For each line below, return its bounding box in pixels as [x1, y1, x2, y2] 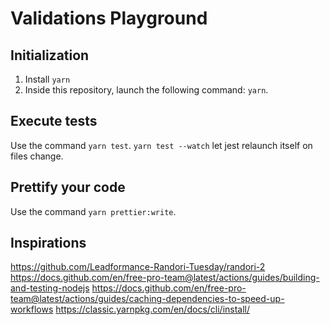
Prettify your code [10, 179, 126, 196]
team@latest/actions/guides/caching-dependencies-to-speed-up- [10, 293, 285, 305]
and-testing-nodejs [10, 282, 90, 294]
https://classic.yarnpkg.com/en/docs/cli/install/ [55, 303, 251, 316]
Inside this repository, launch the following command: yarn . [24, 84, 269, 96]
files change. [10, 150, 64, 162]
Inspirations [10, 235, 87, 252]
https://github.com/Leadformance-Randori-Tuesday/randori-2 [10, 261, 266, 273]
